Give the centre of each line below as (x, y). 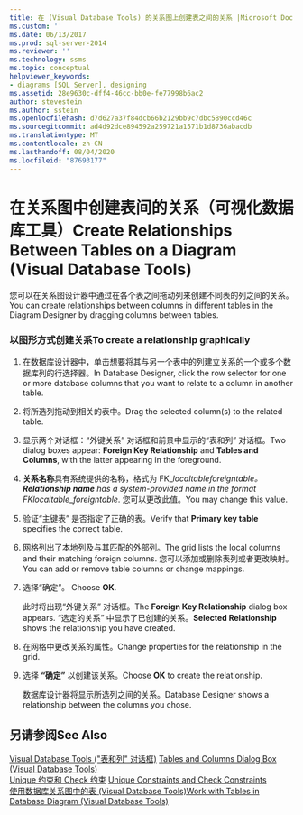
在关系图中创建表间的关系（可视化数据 (152, 208)
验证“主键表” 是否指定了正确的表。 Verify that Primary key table (140, 518)
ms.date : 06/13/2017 (48, 34)
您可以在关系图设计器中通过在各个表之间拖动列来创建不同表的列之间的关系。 (151, 295)
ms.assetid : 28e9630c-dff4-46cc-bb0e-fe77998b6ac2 (106, 93)
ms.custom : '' (36, 26)
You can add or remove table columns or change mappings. (133, 569)
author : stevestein (46, 102)
